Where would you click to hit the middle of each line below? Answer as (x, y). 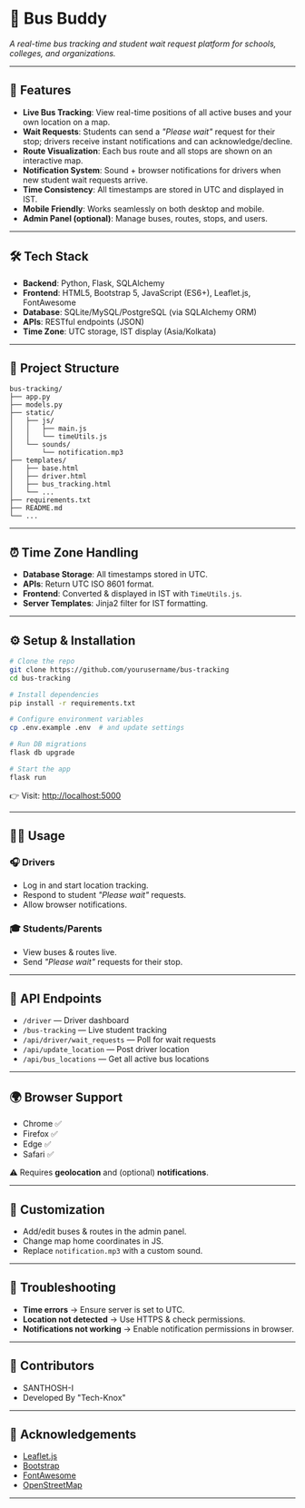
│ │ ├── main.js (49, 429)
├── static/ (32, 413)
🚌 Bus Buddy (58, 19)
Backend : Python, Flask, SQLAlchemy (93, 283)
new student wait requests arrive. (85, 180)
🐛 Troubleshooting (63, 1288)
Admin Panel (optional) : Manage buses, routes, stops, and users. (145, 218)
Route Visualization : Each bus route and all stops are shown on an (148, 151)
